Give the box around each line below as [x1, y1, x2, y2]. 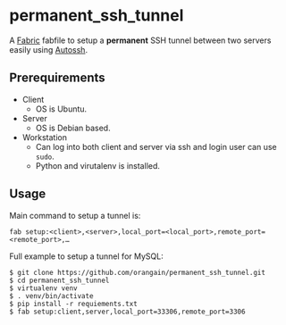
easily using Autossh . [9, 44, 88, 54]
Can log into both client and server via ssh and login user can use [35, 141, 277, 152]
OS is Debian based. [35, 122, 111, 133]
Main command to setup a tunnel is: [9, 210, 141, 221]
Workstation [21, 131, 67, 143]
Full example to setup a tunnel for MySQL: [9, 251, 164, 262]
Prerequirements [9, 71, 105, 86]
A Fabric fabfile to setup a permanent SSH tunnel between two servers [9, 35, 272, 46]
